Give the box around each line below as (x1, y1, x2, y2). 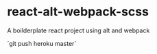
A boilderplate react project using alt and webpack (7, 26, 150, 34)
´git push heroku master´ (7, 39, 77, 47)
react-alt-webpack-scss (7, 4, 149, 20)
